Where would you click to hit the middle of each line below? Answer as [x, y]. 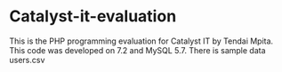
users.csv [27, 60]
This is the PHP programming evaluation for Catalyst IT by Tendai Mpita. [141, 41]
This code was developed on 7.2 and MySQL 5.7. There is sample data [137, 50]
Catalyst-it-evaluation [93, 16]
